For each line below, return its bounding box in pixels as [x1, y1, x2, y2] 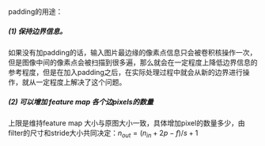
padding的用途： [8, 7, 63, 16]
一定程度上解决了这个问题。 [35, 77, 127, 87]
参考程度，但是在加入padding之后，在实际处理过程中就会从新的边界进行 [8, 67, 243, 77]
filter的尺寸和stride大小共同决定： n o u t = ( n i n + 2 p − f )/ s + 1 [8, 128, 199, 140]
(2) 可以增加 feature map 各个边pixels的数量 [8, 97, 154, 107]
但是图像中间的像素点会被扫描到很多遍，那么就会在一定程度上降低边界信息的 [8, 58, 258, 67]
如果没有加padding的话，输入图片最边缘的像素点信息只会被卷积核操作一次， [8, 47, 257, 57]
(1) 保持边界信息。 [8, 26, 67, 36]
